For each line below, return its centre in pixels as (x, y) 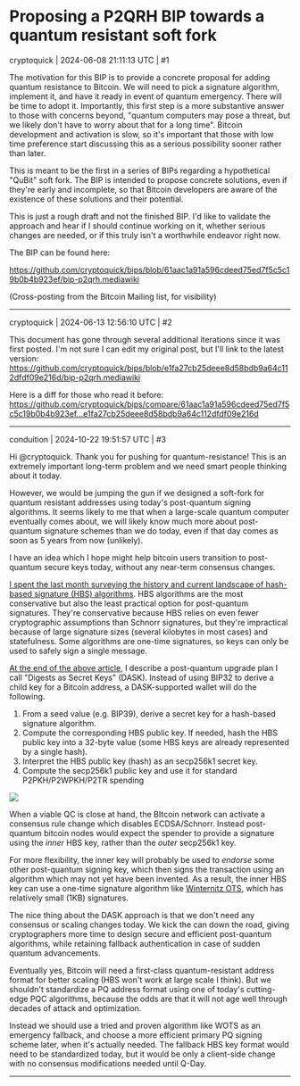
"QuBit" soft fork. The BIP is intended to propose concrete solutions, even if (148, 179)
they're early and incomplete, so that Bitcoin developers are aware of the (143, 189)
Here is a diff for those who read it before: (86, 394)
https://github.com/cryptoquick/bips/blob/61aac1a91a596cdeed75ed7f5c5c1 (150, 269)
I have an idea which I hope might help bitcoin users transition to (128, 557)
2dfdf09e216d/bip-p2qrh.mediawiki (75, 377)
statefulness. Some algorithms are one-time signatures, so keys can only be (149, 641)
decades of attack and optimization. (75, 1008)
